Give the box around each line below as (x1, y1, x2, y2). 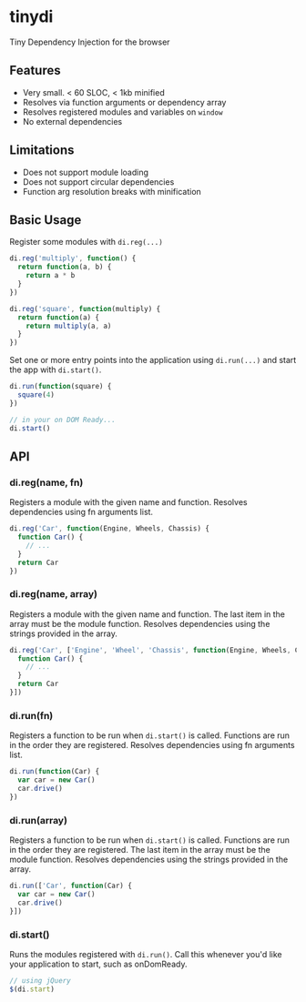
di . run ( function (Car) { (9, 767, 100, 776)
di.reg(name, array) (9, 588, 98, 601)
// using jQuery (9, 976, 71, 985)
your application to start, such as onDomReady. (9, 958, 188, 969)
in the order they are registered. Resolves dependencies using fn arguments (9, 740, 295, 751)
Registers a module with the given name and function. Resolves (9, 497, 248, 508)
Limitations (9, 143, 75, 158)
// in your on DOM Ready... (9, 415, 117, 424)
